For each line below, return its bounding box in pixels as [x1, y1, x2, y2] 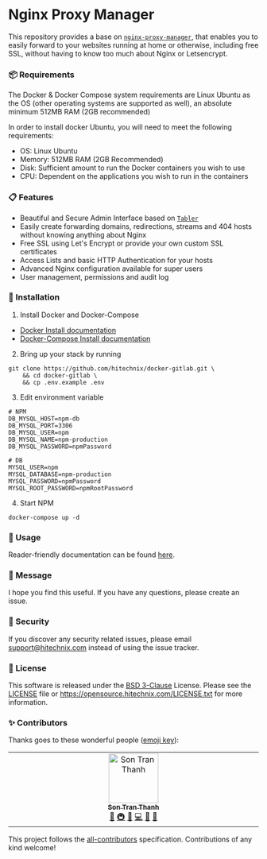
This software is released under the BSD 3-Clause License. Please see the [8, 681, 252, 691]
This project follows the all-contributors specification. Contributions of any [8, 834, 253, 844]
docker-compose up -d [8, 513, 80, 521]
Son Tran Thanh [107, 803, 160, 812]
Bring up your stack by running [19, 349, 122, 358]
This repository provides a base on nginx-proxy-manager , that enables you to [8, 32, 258, 41]
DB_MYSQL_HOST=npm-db [8, 415, 80, 423]
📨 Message [8, 570, 52, 581]
